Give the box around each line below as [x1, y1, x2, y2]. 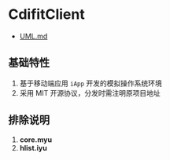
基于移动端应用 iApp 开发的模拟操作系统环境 [19, 78, 163, 88]
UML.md [19, 31, 48, 41]
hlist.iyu [19, 143, 47, 152]
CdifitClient [8, 5, 85, 24]
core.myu [19, 135, 53, 144]
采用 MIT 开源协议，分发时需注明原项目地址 [19, 88, 161, 97]
